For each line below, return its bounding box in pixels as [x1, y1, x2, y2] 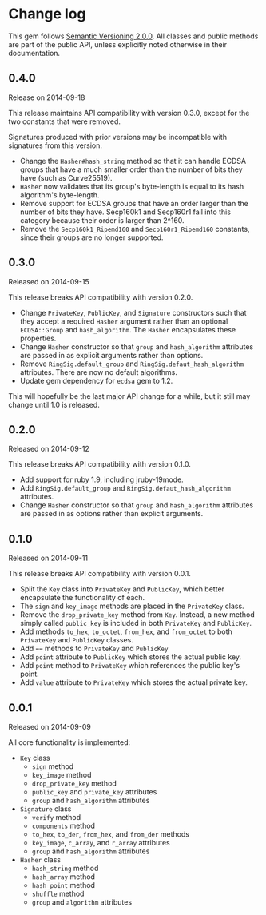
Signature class [19, 804, 72, 814]
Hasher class [19, 855, 62, 864]
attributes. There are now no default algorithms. [19, 367, 177, 376]
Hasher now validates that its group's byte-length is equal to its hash [19, 181, 244, 191]
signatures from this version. [8, 141, 102, 150]
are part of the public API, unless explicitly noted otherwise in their [8, 39, 228, 49]
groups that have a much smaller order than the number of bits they [19, 165, 243, 174]
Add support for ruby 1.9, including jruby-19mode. [19, 475, 184, 484]
